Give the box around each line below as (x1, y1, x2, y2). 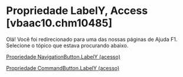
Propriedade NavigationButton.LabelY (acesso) (6, 53, 121, 60)
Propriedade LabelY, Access (6, 4, 148, 17)
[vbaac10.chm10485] (6, 16, 113, 30)
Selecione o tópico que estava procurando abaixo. (6, 42, 129, 49)
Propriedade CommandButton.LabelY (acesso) (6, 64, 120, 71)
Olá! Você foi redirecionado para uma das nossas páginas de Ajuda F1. (6, 36, 178, 43)
